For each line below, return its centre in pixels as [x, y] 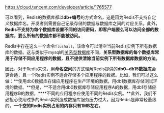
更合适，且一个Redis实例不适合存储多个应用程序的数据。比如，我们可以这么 [82, 75]
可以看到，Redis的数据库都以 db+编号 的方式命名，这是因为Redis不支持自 [79, 17]
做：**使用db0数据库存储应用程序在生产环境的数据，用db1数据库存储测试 [79, 81]
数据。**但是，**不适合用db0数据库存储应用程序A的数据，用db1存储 [83, 87]
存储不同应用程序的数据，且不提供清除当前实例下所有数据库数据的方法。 [87, 58]
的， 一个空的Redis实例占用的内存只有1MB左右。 [54, 106]
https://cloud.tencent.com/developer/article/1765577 [58, 7]
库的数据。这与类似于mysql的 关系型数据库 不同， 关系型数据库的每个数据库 [80, 52]
